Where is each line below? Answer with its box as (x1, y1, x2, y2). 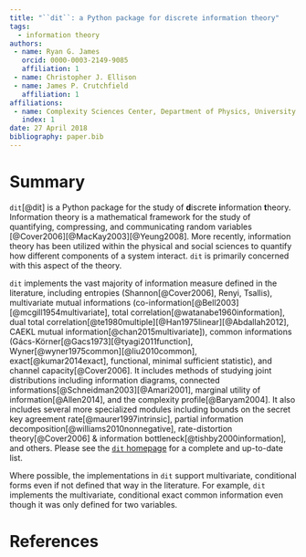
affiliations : (9, 98, 64, 108)
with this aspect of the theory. (9, 259, 122, 270)
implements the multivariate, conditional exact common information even (9, 489, 283, 500)
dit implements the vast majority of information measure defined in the (9, 278, 278, 289)
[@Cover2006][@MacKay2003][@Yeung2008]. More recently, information (9, 230, 291, 242)
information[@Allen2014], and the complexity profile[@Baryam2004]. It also (9, 394, 296, 405)
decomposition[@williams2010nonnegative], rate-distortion (9, 423, 233, 434)
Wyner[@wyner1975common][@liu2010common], (9, 345, 198, 356)
